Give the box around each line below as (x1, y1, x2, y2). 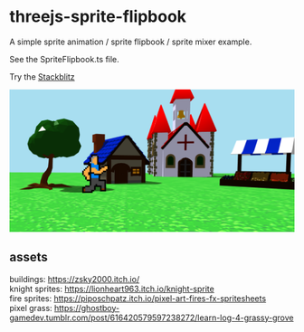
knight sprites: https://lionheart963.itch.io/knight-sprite (9, 283, 214, 294)
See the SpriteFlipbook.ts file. (9, 53, 119, 64)
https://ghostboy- (53, 302, 120, 313)
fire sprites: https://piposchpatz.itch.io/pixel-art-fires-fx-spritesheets (9, 292, 267, 304)
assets (9, 250, 48, 265)
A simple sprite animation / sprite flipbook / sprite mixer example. (9, 36, 252, 47)
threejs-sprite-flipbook (9, 6, 187, 27)
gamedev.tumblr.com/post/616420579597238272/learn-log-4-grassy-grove (9, 312, 294, 323)
